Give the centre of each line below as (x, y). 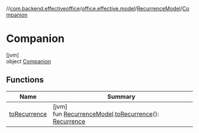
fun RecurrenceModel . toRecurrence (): (106, 113)
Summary (121, 96)
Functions (25, 80)
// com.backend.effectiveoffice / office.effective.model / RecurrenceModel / (94, 9)
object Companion (29, 61)
